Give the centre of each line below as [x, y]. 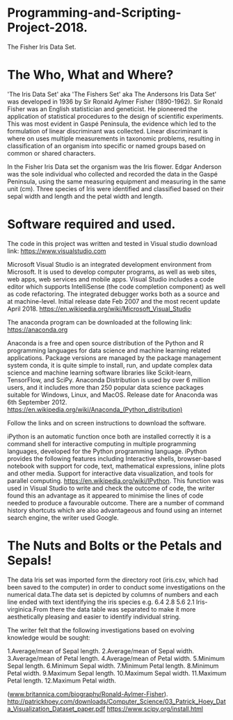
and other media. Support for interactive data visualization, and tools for [110, 473]
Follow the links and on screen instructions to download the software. [107, 423]
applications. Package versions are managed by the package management [114, 358]
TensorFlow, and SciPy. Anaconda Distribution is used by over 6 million [109, 379]
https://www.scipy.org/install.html [155, 709]
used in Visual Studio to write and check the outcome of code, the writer [111, 488]
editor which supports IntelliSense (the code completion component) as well [116, 286]
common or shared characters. [51, 153]
